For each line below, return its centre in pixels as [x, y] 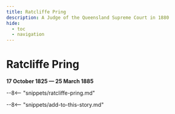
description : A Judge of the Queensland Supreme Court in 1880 [88, 18]
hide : [13, 23]
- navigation [28, 35]
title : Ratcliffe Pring [36, 12]
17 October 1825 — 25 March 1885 [50, 81]
